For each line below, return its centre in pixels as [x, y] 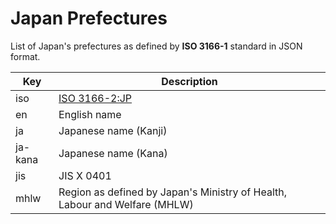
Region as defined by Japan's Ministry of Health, [172, 192]
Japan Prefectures [89, 18]
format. [25, 56]
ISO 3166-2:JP [95, 98]
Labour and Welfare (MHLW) [126, 204]
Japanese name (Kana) [113, 153]
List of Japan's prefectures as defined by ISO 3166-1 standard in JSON [156, 46]
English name [90, 114]
